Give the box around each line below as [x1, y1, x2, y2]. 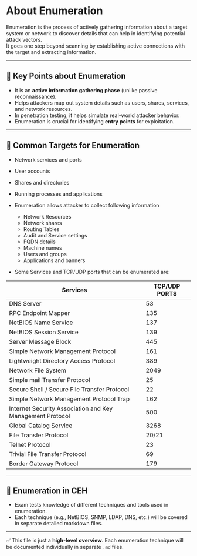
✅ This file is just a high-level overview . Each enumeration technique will [6, 537, 184, 544]
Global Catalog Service [9, 421, 73, 430]
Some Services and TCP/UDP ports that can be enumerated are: [14, 268, 170, 275]
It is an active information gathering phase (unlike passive [14, 86, 158, 93]
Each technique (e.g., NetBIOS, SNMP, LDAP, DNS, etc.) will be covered [14, 514, 188, 521]
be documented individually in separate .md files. [6, 544, 124, 551]
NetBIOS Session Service [9, 328, 79, 336]
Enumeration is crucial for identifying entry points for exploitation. [14, 118, 175, 125]
